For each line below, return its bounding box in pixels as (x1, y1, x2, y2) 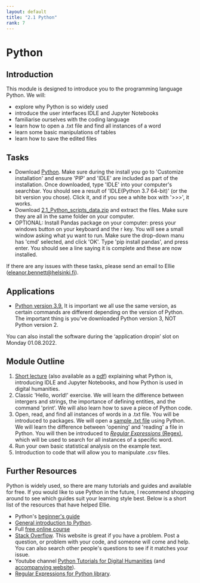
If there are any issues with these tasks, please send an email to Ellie (6, 263, 175, 270)
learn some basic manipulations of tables (14, 129, 116, 136)
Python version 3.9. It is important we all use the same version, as (14, 302, 177, 309)
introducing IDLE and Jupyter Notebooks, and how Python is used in (14, 378, 183, 386)
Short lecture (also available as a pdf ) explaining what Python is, (14, 372, 173, 379)
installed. (14, 251, 38, 258)
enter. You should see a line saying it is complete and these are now (14, 245, 182, 252)
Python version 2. (14, 321, 59, 328)
